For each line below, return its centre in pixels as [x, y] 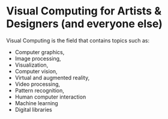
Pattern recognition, [39, 90]
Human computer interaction [50, 97]
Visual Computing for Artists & [84, 11]
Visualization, [31, 65]
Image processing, [38, 58]
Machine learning [36, 103]
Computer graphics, [40, 52]
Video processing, [37, 84]
